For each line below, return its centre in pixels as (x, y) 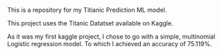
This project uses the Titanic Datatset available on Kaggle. (90, 23)
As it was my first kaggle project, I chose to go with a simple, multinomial (111, 36)
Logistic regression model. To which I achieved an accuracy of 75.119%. (110, 44)
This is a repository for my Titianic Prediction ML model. (87, 10)
